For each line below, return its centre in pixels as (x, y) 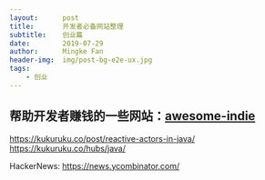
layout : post (44, 18)
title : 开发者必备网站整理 (67, 26)
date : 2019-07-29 (56, 43)
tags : (20, 69)
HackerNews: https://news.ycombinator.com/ (95, 165)
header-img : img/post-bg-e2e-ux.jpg (81, 60)
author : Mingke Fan (56, 52)
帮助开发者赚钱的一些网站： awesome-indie (132, 116)
